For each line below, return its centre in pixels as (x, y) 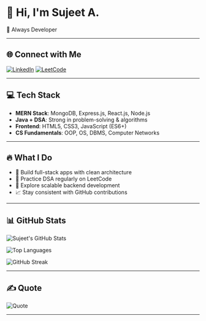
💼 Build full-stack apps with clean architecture (73, 172)
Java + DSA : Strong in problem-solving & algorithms (81, 120)
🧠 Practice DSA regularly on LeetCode (63, 179)
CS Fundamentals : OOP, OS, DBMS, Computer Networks (87, 133)
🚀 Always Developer (32, 29)
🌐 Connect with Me (44, 55)
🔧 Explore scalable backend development (67, 185)
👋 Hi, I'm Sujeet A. (53, 13)
